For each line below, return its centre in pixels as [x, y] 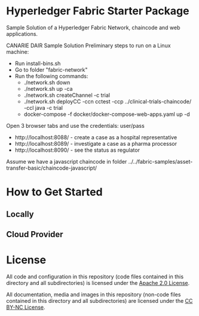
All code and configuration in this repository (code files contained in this [95, 277]
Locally [20, 214]
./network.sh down [47, 82]
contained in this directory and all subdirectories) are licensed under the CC [99, 300]
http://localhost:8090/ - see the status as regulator [77, 150]
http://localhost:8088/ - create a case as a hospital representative [96, 137]
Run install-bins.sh [38, 63]
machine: [18, 51]
